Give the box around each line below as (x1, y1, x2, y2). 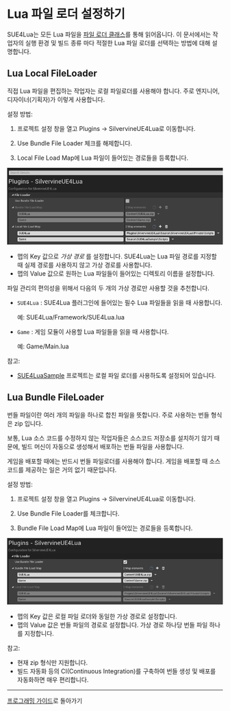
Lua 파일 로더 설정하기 (7, 6, 125, 22)
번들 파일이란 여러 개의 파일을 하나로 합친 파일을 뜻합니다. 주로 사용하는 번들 (7, 411, 210, 419)
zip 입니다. (14, 419, 43, 427)
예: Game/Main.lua (16, 342, 70, 350)
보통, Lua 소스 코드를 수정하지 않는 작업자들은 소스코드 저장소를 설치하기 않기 (7, 433, 213, 442)
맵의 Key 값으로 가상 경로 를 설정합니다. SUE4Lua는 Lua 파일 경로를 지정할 (16, 252, 217, 261)
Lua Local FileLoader (7, 68, 97, 80)
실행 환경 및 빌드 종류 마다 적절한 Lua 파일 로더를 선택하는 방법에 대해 (25, 38, 211, 47)
